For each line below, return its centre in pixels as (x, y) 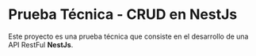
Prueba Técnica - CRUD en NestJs (123, 15)
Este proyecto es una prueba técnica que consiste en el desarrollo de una (128, 36)
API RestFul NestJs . (41, 44)
